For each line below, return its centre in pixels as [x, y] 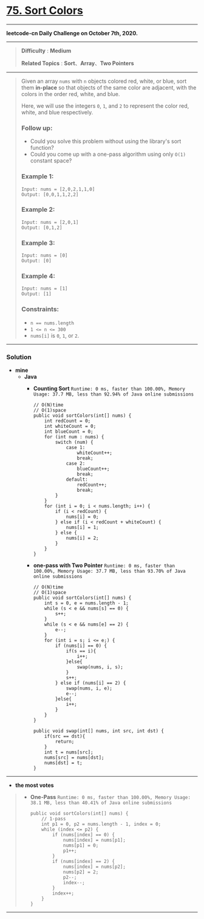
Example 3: [38, 243]
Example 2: [38, 209]
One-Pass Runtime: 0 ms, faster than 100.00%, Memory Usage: [110, 797]
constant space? [51, 161]
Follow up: [37, 128]
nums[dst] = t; [64, 763]
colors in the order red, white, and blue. [70, 94]
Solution [19, 357]
